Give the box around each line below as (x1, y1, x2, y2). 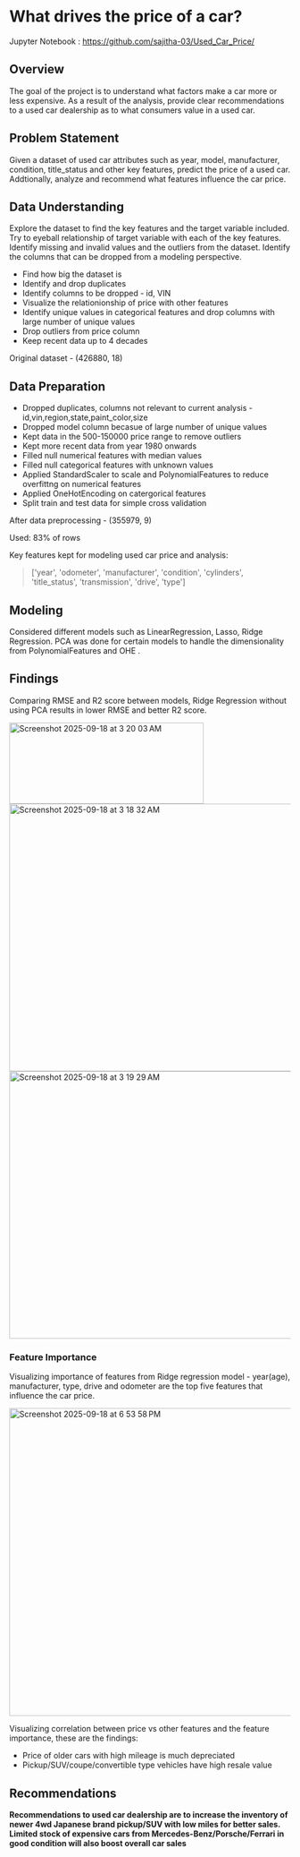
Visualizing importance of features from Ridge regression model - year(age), (9, 1372, 291, 1382)
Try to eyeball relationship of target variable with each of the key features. (9, 233, 281, 244)
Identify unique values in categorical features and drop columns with (21, 307, 275, 318)
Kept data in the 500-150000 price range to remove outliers (21, 432, 242, 442)
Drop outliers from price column (21, 326, 140, 337)
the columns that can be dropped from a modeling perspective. (9, 252, 243, 262)
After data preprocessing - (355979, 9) (9, 515, 152, 526)
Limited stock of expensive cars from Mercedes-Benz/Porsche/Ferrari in (9, 1828, 285, 1839)
